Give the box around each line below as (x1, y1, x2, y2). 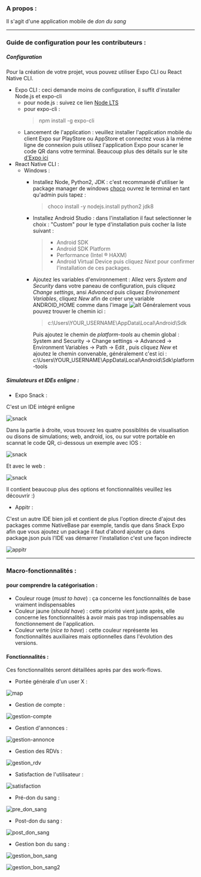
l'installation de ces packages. (56, 264, 132, 272)
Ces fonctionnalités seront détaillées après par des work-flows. (6, 667, 163, 674)
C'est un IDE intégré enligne (6, 403, 75, 411)
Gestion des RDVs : (14, 748, 63, 755)
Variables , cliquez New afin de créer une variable (32, 295, 154, 302)
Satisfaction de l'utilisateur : (14, 771, 84, 778)
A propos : (6, 4, 37, 13)
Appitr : (14, 504, 33, 511)
